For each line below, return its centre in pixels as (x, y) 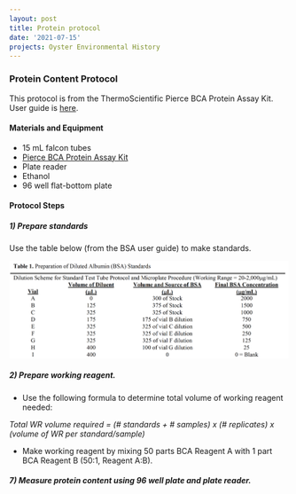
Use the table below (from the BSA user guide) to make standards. (130, 248)
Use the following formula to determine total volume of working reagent (152, 397)
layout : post (33, 19)
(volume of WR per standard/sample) (77, 434)
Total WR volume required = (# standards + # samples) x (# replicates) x (142, 424)
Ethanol (36, 176)
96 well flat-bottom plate (67, 185)
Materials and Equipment (56, 128)
